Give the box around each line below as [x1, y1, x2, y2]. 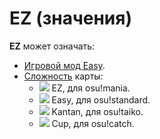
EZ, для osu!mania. [51, 82, 131, 94]
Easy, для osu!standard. [51, 93, 151, 106]
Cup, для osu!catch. [51, 117, 135, 129]
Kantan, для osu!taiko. [51, 105, 144, 117]
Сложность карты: [23, 70, 104, 82]
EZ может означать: [9, 40, 96, 52]
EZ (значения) [9, 7, 133, 30]
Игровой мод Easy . [23, 59, 106, 71]
